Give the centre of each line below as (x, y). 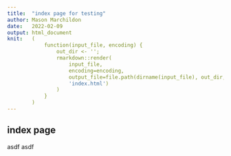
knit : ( (21, 39)
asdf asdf (21, 146)
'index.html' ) (89, 83)
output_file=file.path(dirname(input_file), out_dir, (147, 77)
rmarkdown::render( (84, 58)
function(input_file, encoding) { (93, 45)
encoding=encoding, (97, 70)
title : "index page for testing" (57, 13)
